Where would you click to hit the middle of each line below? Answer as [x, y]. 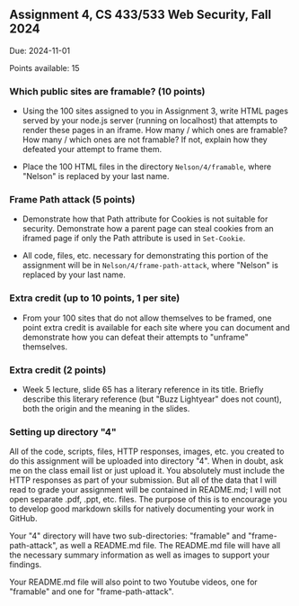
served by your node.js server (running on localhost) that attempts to [150, 121]
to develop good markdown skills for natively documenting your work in [142, 509]
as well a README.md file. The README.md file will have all [170, 546]
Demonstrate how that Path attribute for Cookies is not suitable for [145, 219]
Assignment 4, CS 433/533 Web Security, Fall [141, 15]
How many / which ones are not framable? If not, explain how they [145, 140]
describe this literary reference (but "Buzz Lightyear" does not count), [152, 399]
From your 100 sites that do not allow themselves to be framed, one [147, 318]
